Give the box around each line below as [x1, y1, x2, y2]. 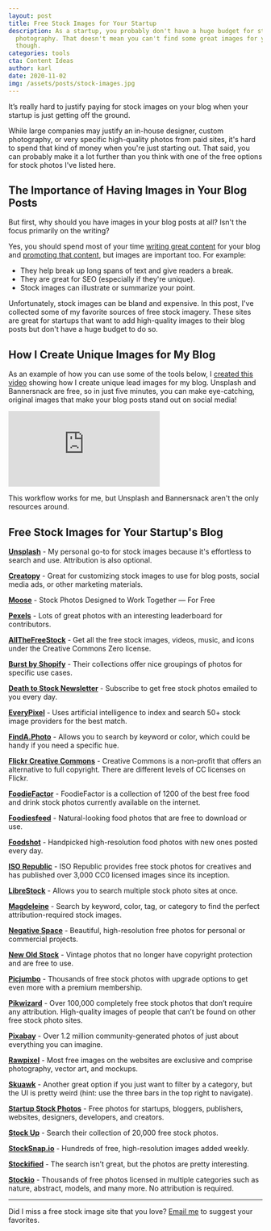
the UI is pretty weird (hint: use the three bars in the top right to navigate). [8, 1087, 253, 1098]
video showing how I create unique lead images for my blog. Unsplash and [8, 378, 256, 387]
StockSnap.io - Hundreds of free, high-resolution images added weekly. [8, 1143, 250, 1153]
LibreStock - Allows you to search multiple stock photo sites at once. [8, 886, 238, 895]
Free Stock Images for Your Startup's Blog [8, 525, 223, 539]
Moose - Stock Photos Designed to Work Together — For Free [8, 595, 215, 605]
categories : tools [8, 49, 70, 57]
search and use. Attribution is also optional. [8, 555, 152, 565]
